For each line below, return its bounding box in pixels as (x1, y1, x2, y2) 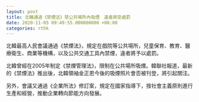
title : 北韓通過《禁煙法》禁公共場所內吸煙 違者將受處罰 (6, 14, 131, 20)
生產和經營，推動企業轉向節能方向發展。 (6, 90, 105, 97)
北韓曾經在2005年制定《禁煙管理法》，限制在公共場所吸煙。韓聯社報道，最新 (6, 62, 193, 69)
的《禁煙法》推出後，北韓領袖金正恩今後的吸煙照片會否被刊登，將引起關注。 (6, 69, 193, 77)
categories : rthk (6, 25, 49, 31)
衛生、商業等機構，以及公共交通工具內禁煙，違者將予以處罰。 (11, 50, 162, 57)
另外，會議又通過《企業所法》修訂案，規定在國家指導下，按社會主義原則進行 (6, 82, 193, 90)
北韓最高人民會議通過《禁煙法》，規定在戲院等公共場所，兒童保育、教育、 (6, 42, 185, 49)
